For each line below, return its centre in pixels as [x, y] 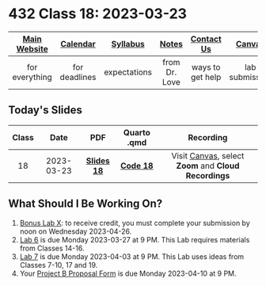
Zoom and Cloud [208, 166]
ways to [206, 67]
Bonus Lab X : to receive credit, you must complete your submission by [135, 223]
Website [32, 48]
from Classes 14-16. [52, 248]
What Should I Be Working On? [85, 204]
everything [32, 77]
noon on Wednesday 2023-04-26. [76, 231]
